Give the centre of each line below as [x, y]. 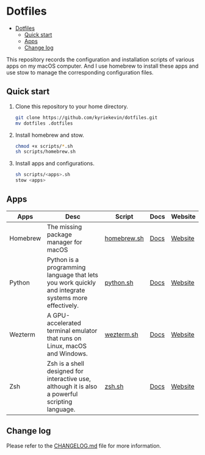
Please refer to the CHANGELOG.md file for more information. [84, 446]
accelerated [64, 323]
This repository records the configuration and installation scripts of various [100, 59]
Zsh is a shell [65, 363]
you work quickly [71, 282]
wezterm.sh [121, 334]
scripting [59, 401]
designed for [65, 371]
